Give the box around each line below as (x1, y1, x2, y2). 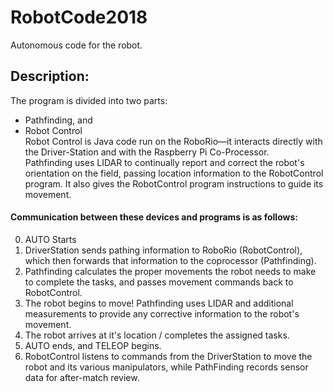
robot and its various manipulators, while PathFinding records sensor (24, 361, 309, 373)
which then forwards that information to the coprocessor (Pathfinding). (24, 254, 317, 266)
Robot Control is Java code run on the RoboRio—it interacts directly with (24, 135, 323, 147)
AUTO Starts (24, 233, 77, 245)
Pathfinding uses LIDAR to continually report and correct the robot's (24, 156, 305, 168)
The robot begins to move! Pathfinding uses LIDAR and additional (24, 297, 294, 309)
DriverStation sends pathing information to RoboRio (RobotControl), (24, 244, 303, 256)
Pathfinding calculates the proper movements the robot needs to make (24, 265, 317, 277)
